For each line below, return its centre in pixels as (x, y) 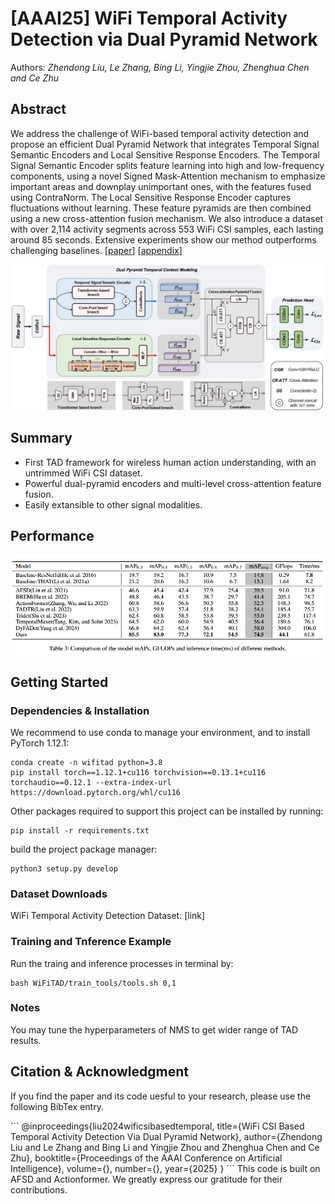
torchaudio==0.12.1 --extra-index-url (91, 782)
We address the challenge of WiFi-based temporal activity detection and (160, 133)
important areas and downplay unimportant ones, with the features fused (161, 186)
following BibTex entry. (57, 1106)
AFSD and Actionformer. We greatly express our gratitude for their (146, 1179)
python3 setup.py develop (64, 868)
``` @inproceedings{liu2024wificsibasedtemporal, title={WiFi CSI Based (157, 1126)
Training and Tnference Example (91, 942)
